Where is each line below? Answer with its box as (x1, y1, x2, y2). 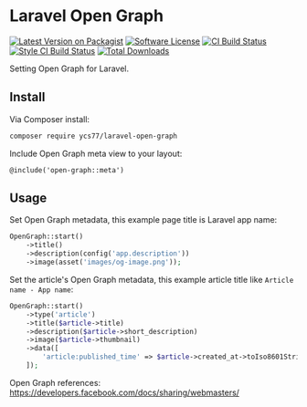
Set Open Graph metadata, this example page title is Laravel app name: (9, 214, 278, 225)
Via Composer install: (9, 113, 90, 124)
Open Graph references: (9, 377, 101, 388)
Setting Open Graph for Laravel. (9, 63, 130, 74)
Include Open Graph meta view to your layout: (9, 148, 183, 159)
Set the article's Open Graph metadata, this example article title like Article (9, 274, 294, 285)
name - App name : (9, 284, 74, 295)
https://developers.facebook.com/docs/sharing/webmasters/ (9, 387, 240, 398)
